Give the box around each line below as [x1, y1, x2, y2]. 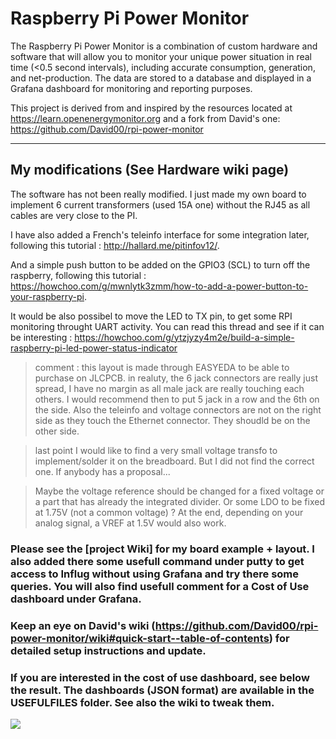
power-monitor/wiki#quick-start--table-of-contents [10, 631, 270, 645]
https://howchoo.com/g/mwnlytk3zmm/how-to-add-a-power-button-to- [10, 280, 309, 292]
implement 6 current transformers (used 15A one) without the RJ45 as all [10, 198, 311, 211]
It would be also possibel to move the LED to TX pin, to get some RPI [10, 310, 293, 322]
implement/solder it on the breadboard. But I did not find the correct [34, 455, 315, 467]
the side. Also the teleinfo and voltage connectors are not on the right [34, 403, 322, 416]
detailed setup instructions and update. [10, 643, 207, 657]
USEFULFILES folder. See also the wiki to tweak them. [10, 695, 275, 709]
